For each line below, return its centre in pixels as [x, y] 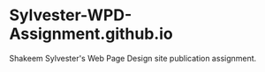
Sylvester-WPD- [71, 15]
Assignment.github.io [91, 34]
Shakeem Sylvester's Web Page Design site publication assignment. [133, 58]
